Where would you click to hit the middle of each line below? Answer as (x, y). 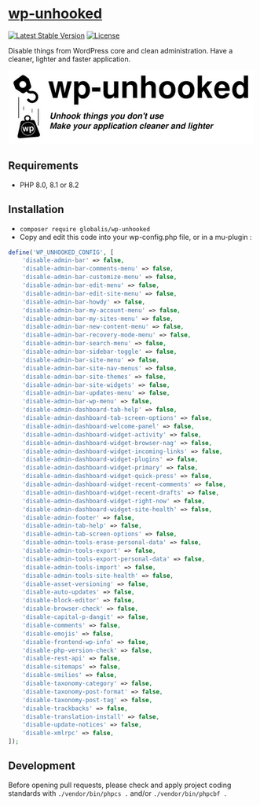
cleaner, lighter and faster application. (70, 59)
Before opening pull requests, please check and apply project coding (120, 785)
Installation (36, 210)
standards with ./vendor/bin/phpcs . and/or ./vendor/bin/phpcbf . (118, 793)
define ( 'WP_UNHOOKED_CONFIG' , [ (61, 252)
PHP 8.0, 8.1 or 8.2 (49, 185)
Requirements (43, 166)
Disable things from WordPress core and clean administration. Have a (121, 50)
